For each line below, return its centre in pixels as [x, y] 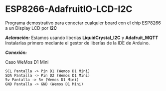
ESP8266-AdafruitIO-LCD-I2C [69, 9]
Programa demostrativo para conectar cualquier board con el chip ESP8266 [83, 23]
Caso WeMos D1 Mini [27, 62]
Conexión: [16, 52]
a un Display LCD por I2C [31, 28]
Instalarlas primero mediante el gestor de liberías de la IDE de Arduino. [78, 43]
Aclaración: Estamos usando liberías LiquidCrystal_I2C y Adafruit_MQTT [82, 38]
